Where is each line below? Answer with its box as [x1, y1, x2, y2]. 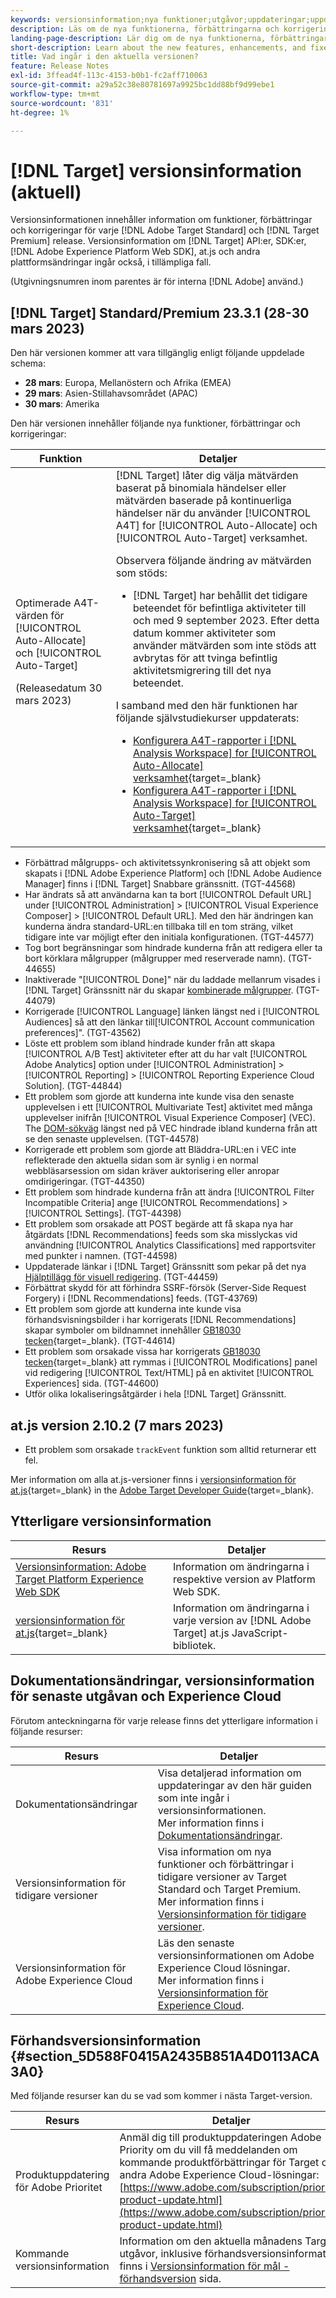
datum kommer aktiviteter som [132, 626, 277, 640]
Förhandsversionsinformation [10, 2032, 202, 2049]
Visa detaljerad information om [157, 1766, 302, 1780]
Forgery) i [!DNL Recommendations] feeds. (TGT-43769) [24, 1292, 258, 1305]
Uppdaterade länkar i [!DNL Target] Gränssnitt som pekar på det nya [24, 1261, 307, 1273]
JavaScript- [231, 1626, 289, 1640]
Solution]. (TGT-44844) [24, 1080, 123, 1092]
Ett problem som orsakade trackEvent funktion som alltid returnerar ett [24, 1443, 317, 1455]
